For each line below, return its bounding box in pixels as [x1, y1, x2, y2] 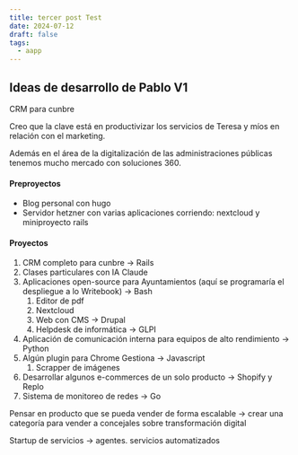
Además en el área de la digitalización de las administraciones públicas [9, 147, 273, 158]
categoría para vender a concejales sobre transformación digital [9, 418, 247, 429]
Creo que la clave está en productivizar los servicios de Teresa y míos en [9, 120, 280, 131]
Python [22, 343, 49, 354]
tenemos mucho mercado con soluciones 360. [9, 157, 181, 168]
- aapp [17, 47, 42, 56]
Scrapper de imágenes [35, 363, 120, 373]
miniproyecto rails [22, 217, 89, 228]
